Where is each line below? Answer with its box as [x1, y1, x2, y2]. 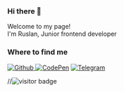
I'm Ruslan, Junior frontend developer [7, 29, 118, 38]
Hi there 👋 [7, 6, 42, 16]
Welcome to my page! [7, 22, 71, 31]
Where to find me [7, 47, 68, 57]
